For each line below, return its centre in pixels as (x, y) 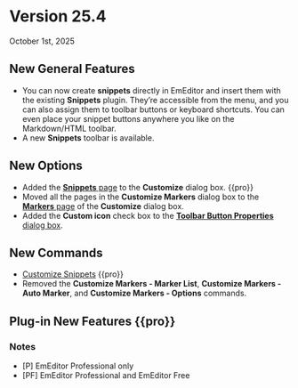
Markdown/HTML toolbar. (69, 128)
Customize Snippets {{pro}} (73, 274)
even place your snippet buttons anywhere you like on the (128, 118)
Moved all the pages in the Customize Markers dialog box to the (141, 197)
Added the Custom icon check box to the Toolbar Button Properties (148, 215)
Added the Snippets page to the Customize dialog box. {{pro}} (137, 187)
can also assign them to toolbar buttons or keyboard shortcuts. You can (153, 109)
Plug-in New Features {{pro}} (93, 321)
